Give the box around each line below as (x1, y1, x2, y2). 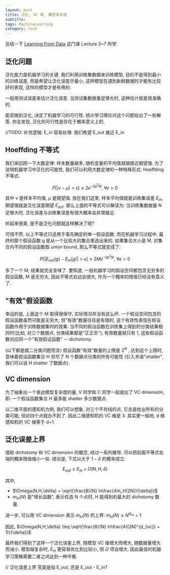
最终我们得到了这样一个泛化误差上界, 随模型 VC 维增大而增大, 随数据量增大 (5, 540, 161, 546)
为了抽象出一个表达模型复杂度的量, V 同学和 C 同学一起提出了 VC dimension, (5, 389, 165, 395)
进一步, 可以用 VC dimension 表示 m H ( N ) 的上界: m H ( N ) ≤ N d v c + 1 (5, 511, 142, 519)
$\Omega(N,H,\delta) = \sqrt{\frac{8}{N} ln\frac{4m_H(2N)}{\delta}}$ (12, 488, 158, 494)
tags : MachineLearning (5, 21, 53, 27)
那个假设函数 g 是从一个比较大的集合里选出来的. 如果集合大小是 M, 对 (14, 237, 158, 244)
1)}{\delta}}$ (5, 529, 31, 535)
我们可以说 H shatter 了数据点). (5, 360, 70, 366)
